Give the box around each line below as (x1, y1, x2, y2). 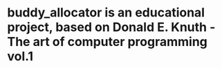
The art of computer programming (7, 34, 207, 49)
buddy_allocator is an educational (7, 5, 205, 21)
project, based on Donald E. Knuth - (7, 19, 216, 35)
